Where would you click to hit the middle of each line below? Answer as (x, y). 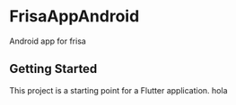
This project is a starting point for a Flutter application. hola (118, 90)
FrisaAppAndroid (74, 16)
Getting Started (53, 69)
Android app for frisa (48, 41)
